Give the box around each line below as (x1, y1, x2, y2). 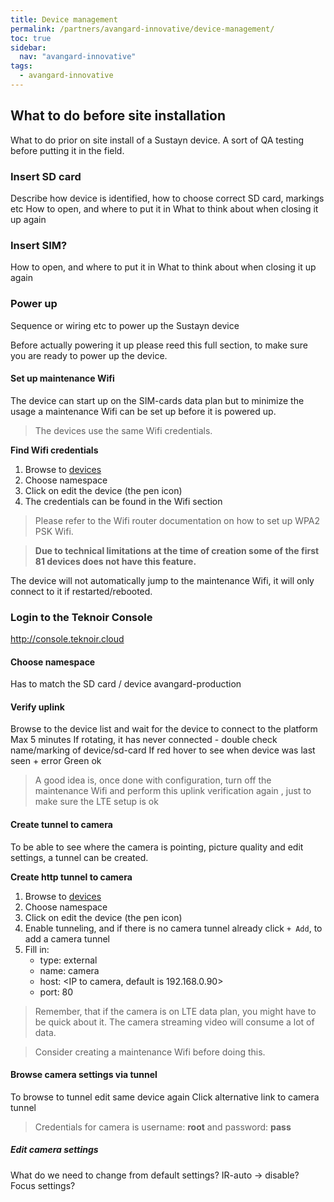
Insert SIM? (10, 238, 68, 252)
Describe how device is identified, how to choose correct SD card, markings (10, 192, 325, 204)
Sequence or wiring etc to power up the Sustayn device (10, 319, 240, 331)
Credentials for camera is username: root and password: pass (34, 1121, 292, 1133)
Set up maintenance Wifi (10, 372, 115, 385)
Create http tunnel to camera (10, 871, 133, 883)
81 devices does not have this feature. (34, 555, 197, 567)
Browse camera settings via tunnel (10, 1069, 158, 1081)
